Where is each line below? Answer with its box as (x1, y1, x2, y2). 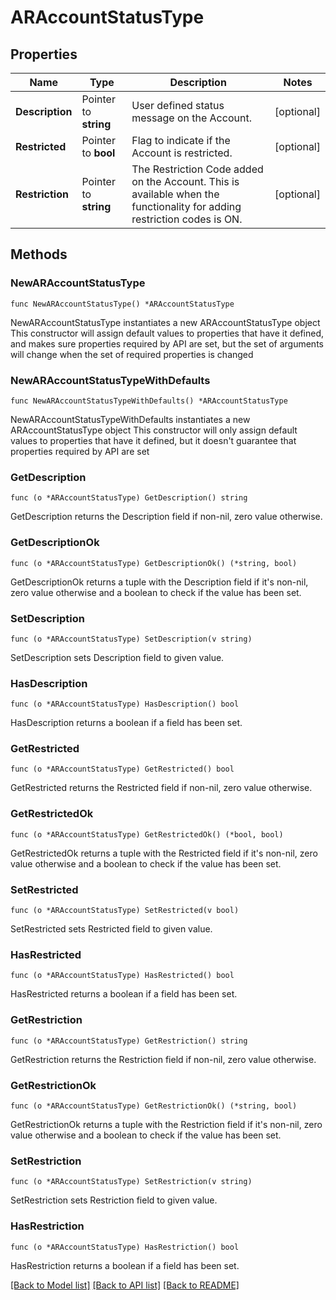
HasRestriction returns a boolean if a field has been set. (10, 1259, 240, 1271)
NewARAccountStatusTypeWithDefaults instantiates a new (10, 413, 251, 425)
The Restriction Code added (131, 162, 264, 176)
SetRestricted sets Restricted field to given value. (10, 923, 213, 935)
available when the (131, 187, 220, 201)
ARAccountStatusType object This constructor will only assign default (10, 424, 298, 436)
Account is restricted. (131, 146, 233, 160)
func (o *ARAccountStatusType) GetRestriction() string (10, 1036, 248, 1046)
